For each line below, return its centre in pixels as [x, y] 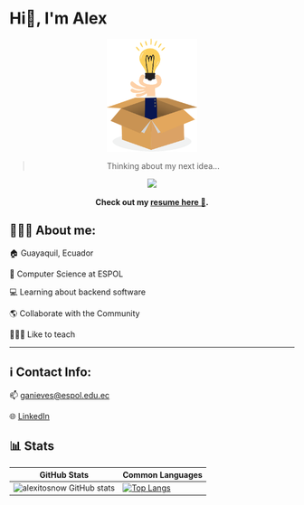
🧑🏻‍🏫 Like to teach [42, 334]
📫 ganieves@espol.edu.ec [60, 395]
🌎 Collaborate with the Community [75, 313]
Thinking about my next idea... [163, 165]
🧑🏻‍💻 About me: [53, 231]
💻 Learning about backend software [78, 292]
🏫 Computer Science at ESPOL [66, 274]
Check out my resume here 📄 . [152, 201]
